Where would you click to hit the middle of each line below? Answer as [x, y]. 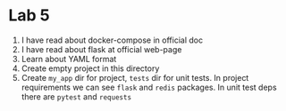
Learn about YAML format [69, 59]
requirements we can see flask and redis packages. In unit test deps [149, 87]
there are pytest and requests [76, 96]
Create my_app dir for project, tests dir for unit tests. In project [135, 77]
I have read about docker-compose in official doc [112, 40]
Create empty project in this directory [90, 68]
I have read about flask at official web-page [101, 49]
